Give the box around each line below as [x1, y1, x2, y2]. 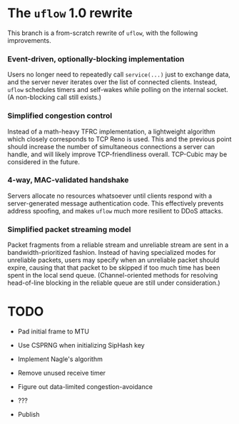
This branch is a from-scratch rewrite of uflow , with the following [7, 29, 198, 37]
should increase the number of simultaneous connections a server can [7, 142, 215, 151]
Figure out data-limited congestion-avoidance [17, 383, 153, 391]
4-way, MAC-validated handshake [7, 175, 129, 185]
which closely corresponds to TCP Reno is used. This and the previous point [7, 134, 232, 143]
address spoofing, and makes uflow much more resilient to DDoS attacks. [7, 206, 223, 215]
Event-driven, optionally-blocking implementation [7, 54, 185, 64]
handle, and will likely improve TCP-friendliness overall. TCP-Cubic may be [7, 150, 228, 158]
